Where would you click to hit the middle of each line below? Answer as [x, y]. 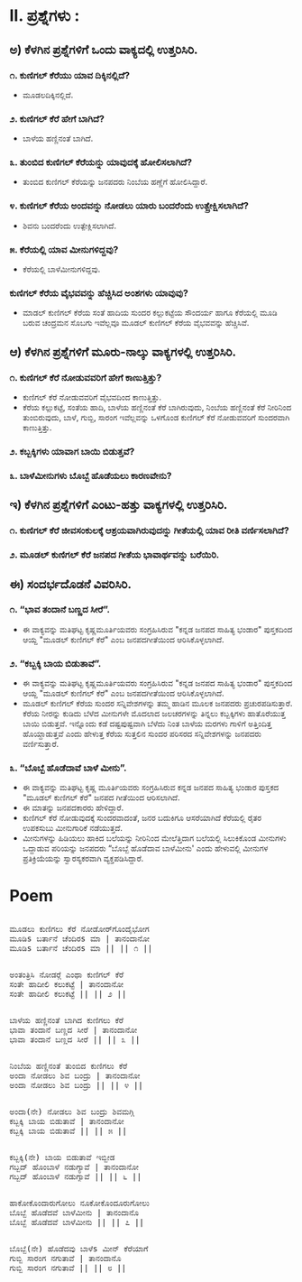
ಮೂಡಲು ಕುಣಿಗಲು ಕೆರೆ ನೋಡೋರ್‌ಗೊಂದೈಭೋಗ [80, 929]
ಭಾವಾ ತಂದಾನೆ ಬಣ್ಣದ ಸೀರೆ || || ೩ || [75, 1040]
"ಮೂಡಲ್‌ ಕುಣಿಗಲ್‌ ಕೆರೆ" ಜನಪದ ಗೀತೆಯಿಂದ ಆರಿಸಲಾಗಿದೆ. [101, 798]
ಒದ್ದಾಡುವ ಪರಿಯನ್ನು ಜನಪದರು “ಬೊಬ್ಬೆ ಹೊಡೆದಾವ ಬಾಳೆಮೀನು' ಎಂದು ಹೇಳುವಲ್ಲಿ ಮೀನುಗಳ [145, 848]
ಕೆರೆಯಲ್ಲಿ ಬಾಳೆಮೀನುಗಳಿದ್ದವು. [61, 269]
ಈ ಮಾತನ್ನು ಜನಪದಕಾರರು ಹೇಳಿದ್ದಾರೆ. [73, 807]
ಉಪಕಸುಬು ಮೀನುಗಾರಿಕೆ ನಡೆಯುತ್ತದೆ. [73, 828]
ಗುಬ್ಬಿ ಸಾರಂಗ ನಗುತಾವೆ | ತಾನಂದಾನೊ [65, 1259]
